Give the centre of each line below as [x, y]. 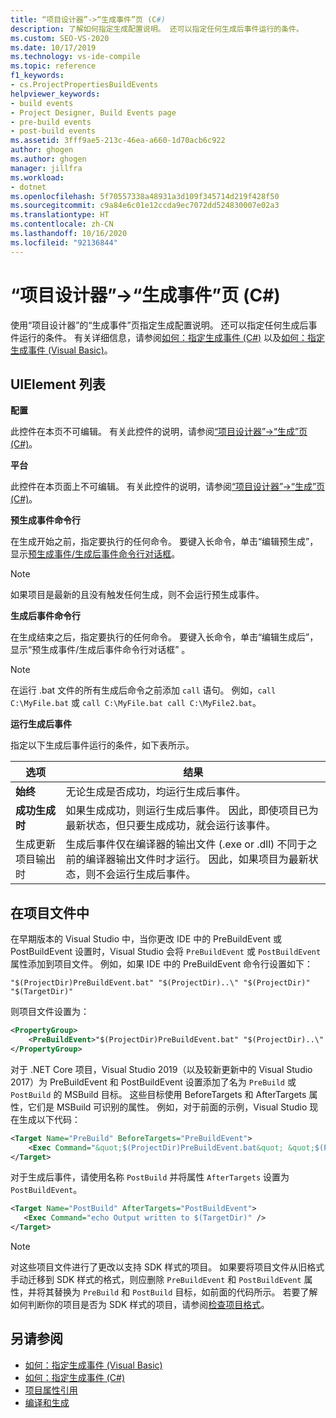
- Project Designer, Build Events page [93, 112]
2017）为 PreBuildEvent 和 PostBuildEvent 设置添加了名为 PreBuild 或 [153, 1082]
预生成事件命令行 [45, 520]
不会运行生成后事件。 [146, 874]
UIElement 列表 [58, 384]
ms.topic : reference [53, 66]
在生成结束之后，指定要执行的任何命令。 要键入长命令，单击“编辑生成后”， [164, 637]
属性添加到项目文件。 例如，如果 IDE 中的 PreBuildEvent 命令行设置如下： [161, 964]
